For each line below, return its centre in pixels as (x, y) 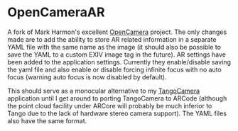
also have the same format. (47, 120)
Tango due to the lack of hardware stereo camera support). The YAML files (117, 113)
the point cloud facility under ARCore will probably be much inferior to (110, 106)
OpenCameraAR (56, 12)
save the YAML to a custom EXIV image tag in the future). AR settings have (117, 55)
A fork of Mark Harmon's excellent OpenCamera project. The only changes (117, 32)
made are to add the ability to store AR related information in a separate (112, 39)
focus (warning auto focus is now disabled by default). (87, 77)
